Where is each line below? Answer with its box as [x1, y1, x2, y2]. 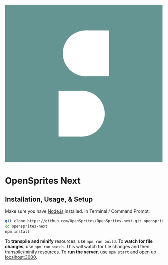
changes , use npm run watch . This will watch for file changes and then [5, 243, 150, 249]
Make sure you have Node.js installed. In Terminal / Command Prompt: [5, 208, 150, 214]
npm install [5, 229, 30, 234]
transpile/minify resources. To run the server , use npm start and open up [5, 249, 156, 255]
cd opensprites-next [5, 224, 48, 229]
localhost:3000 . [5, 254, 37, 260]
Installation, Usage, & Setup [5, 195, 93, 203]
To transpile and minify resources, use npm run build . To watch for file [5, 238, 153, 244]
